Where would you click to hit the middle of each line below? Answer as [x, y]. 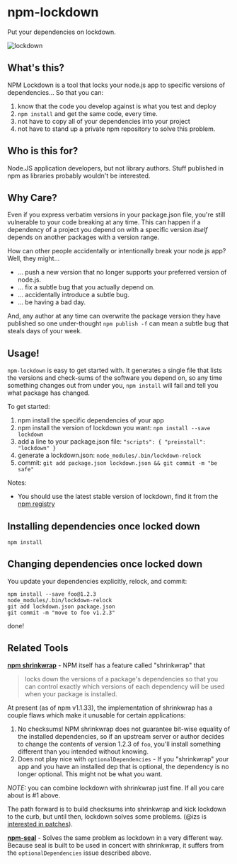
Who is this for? [43, 151]
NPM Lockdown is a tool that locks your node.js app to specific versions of [116, 85]
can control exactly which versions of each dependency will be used [125, 686]
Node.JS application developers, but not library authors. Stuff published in [116, 168]
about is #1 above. [34, 795]
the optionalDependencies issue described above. [80, 853]
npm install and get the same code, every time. [87, 113]
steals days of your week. [45, 331]
